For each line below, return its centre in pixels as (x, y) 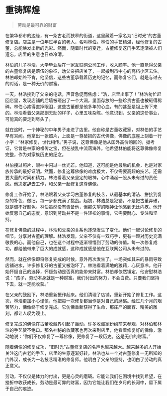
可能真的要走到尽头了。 (29, 119)
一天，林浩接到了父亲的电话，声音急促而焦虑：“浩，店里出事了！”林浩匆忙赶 (83, 94)
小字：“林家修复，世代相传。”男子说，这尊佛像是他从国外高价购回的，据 (78, 142)
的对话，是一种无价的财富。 (34, 83)
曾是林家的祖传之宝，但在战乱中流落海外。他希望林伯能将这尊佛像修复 (90, 148)
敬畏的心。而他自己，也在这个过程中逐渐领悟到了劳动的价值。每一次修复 (79, 242)
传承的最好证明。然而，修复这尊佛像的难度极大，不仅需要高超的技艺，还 (83, 171)
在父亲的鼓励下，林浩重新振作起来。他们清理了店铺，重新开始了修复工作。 (81, 294)
